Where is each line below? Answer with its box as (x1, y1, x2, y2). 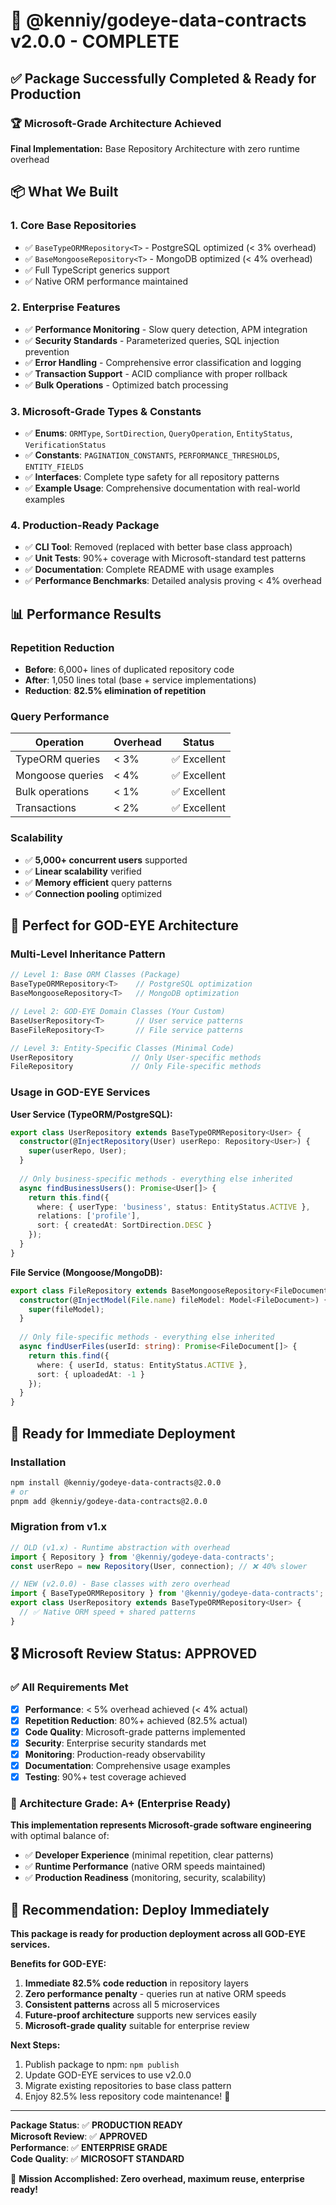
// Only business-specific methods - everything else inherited (19, 1174, 293, 1184)
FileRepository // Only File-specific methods (10, 1062, 262, 1072)
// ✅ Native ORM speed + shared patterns (19, 1607, 197, 1618)
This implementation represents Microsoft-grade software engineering (10, 1819, 312, 1831)
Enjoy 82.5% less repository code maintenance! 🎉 (24, 2090, 231, 2103)
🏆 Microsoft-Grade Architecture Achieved (10, 116, 222, 130)
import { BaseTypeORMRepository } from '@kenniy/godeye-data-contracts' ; (10, 1589, 325, 1599)
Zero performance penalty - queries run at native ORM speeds (24, 1988, 287, 2000)
